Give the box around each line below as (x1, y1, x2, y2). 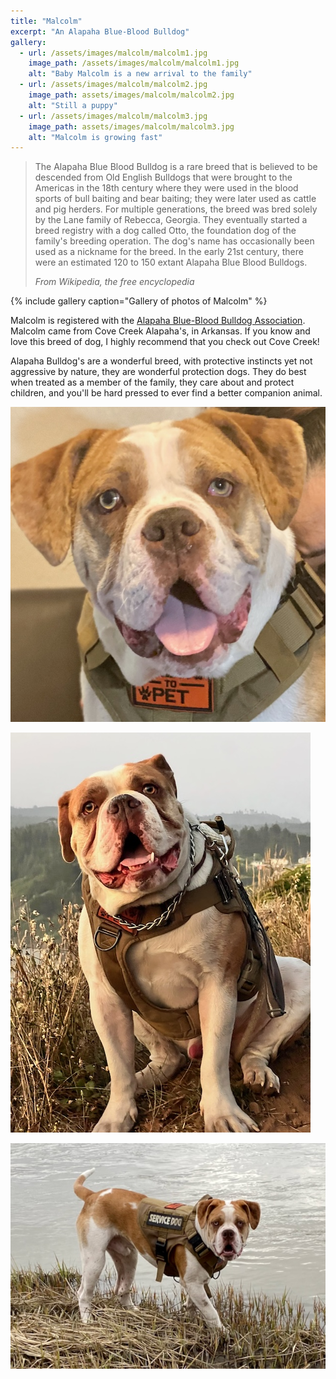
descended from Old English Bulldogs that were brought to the (34, 171, 293, 184)
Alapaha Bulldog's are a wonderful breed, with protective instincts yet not (10, 355, 313, 367)
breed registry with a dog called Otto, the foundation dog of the (34, 225, 297, 237)
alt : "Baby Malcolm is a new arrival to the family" (28, 69, 253, 79)
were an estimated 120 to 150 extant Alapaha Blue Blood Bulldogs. (34, 256, 308, 269)
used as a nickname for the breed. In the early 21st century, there (34, 246, 304, 258)
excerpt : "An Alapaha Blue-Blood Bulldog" (10, 26, 190, 37)
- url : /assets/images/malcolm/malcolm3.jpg (19, 111, 208, 121)
